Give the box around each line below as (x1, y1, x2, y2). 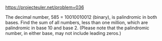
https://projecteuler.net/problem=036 (5, 5, 84, 10)
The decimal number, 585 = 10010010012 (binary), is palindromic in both (5, 14, 157, 20)
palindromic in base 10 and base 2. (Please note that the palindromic (5, 25, 150, 31)
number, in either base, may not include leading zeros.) (5, 30, 122, 36)
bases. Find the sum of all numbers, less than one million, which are (5, 20, 148, 25)
